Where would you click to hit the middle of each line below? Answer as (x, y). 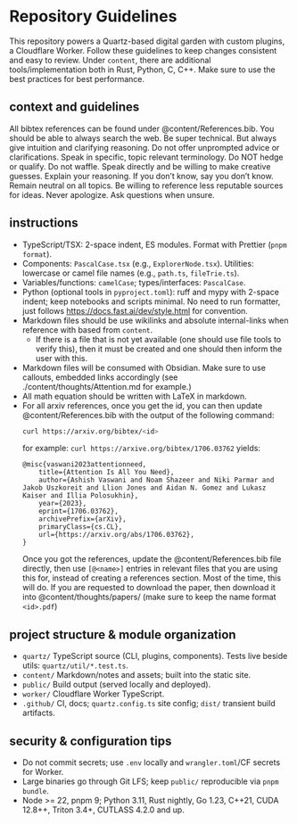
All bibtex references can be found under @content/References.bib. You (142, 128)
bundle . (35, 791)
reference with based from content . (87, 330)
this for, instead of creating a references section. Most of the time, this (152, 578)
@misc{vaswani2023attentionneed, (84, 465)
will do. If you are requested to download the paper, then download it (149, 588)
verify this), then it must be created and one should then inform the (159, 349)
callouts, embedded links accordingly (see (100, 377)
